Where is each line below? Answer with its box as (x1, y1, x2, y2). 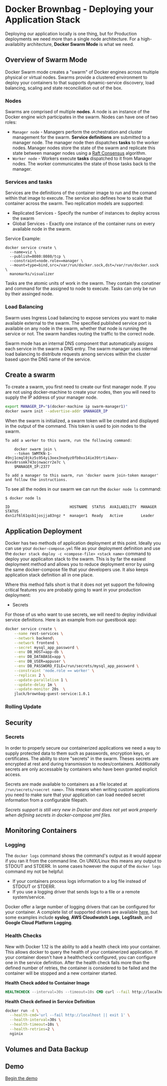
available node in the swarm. (12, 226, 72, 232)
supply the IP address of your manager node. (5, 394, 98, 400)
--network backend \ (14, 635, 55, 641)
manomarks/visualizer (9, 271, 55, 276)
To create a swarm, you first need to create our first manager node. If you (5, 384, 156, 390)
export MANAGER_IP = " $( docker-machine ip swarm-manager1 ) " (5, 404, 128, 409)
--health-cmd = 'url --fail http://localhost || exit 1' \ (9, 1013, 130, 1018)
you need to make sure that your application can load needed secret (5, 792, 145, 798)
